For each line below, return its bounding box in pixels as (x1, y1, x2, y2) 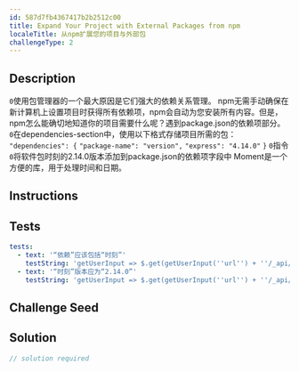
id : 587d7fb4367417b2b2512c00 (9, 12, 122, 22)
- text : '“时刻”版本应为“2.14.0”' (17, 267, 137, 276)
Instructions (9, 189, 78, 204)
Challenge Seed (9, 300, 100, 316)
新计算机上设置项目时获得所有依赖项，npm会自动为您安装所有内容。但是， (9, 107, 283, 117)
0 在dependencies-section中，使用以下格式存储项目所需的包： (9, 129, 237, 140)
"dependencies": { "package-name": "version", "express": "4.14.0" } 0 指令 (9, 140, 289, 151)
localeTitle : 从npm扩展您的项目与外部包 (9, 29, 147, 38)
